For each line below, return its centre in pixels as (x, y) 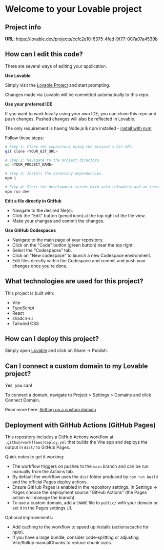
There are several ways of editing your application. (56, 66)
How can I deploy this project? (52, 339)
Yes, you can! (19, 385)
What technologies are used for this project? (74, 281)
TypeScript (23, 308)
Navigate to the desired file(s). (42, 210)
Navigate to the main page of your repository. (58, 240)
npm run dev (17, 191)
